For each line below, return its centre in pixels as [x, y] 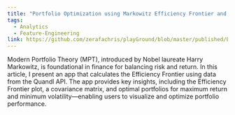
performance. [27, 104]
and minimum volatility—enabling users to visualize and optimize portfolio [113, 97]
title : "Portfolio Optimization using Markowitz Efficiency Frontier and [117, 14]
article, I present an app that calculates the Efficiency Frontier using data [112, 75]
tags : [15, 20]
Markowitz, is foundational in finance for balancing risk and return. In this [113, 67]
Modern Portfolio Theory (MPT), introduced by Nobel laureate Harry [105, 59]
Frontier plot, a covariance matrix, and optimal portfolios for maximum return [117, 89]
